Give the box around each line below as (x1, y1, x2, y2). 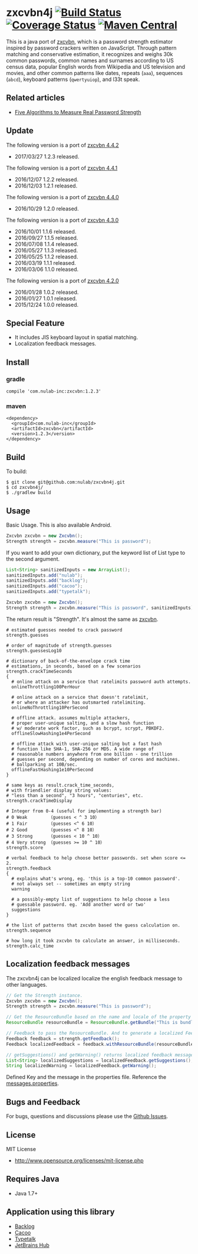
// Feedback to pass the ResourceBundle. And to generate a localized (6, 1031, 183, 1036)
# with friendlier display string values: (6, 787, 112, 793)
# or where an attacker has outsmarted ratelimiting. (11, 699, 146, 705)
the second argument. (6, 555, 60, 562)
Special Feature (6, 318, 65, 328)
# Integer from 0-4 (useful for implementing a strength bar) (6, 808, 162, 814)
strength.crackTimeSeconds (6, 668, 72, 674)
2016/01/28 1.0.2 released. (14, 289, 79, 296)
